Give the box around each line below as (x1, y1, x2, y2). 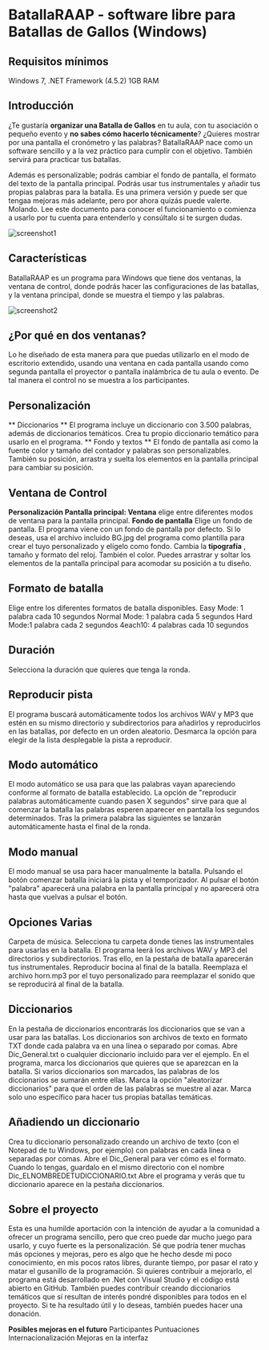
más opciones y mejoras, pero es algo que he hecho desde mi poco (8, 1250, 232, 1259)
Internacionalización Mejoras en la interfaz (8, 1333, 149, 1343)
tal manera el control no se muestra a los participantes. (8, 376, 190, 385)
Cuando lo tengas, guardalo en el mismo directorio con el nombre (8, 1162, 225, 1172)
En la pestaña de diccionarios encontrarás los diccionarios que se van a (8, 1023, 246, 1033)
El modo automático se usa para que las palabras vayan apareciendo (8, 779, 236, 789)
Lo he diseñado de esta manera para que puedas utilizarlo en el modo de (8, 350, 250, 360)
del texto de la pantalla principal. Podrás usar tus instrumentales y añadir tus (8, 178, 261, 188)
